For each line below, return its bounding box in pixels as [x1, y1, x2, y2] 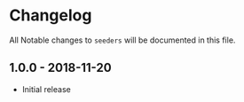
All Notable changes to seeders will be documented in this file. [9, 35, 236, 45]
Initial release [21, 83, 71, 94]
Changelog [9, 5, 92, 26]
